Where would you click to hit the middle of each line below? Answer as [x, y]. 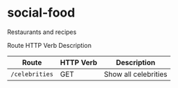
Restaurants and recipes [42, 32]
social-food [41, 13]
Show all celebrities [135, 74]
